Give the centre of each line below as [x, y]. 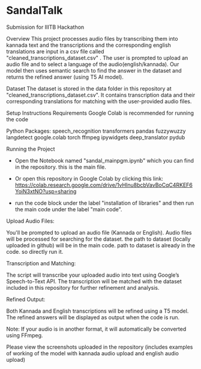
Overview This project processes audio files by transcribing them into [92, 38]
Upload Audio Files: [31, 221]
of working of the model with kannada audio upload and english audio [92, 353]
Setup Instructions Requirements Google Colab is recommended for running [100, 113]
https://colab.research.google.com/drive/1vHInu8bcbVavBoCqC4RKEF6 [104, 185]
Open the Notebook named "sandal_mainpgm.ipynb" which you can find [104, 160]
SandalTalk [34, 10]
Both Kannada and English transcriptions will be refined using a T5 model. [97, 311]
